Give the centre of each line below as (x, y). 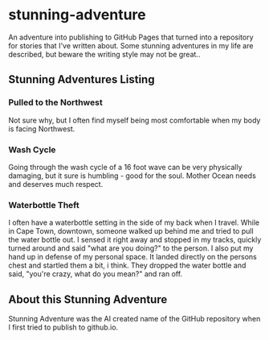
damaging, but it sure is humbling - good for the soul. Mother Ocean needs (132, 176)
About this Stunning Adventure (88, 299)
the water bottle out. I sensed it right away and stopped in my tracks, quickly (135, 240)
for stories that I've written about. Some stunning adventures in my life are (131, 45)
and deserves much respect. (56, 184)
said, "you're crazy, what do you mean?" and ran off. (96, 274)
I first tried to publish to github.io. (63, 327)
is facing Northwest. (42, 129)
